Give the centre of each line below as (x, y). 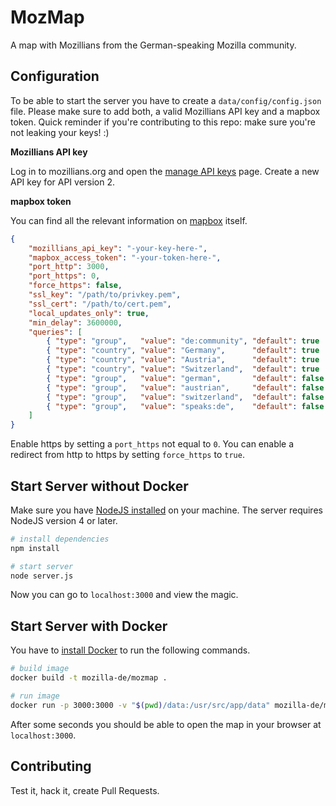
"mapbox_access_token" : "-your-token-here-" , (125, 257)
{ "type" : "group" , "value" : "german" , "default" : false (185, 378)
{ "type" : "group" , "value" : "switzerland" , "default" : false (185, 397)
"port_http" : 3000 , (69, 267)
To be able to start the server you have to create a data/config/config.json (166, 100)
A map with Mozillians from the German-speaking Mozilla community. (153, 45)
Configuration (55, 76)
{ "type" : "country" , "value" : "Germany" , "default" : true (183, 351)
